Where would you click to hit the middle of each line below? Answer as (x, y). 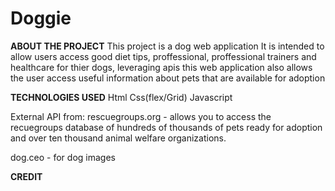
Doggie (41, 18)
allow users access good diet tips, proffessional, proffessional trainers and (163, 56)
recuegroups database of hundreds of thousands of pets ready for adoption (166, 127)
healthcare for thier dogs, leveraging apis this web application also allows (161, 67)
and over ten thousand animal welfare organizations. (118, 138)
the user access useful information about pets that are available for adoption (168, 78)
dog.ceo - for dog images (63, 157)
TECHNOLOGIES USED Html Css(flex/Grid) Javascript (121, 97)
